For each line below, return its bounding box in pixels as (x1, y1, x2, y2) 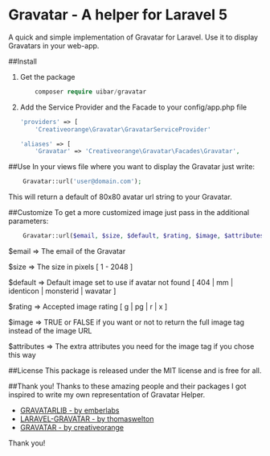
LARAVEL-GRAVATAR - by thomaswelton (19, 414, 154, 424)
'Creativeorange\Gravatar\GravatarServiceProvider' (35, 125, 211, 134)
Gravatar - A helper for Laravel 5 (8, 6, 227, 24)
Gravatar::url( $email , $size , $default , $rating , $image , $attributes (22, 232, 264, 240)
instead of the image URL (8, 326, 92, 336)
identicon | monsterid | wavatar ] (8, 286, 117, 296)
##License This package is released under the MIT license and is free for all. (8, 366, 262, 375)
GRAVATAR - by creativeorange (19, 423, 125, 433)
